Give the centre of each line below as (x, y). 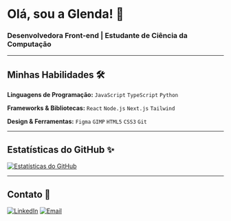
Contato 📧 (29, 194)
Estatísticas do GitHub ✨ (61, 150)
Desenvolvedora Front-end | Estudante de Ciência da (97, 36)
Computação (29, 44)
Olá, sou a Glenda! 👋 (66, 14)
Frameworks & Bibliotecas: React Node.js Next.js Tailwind (91, 108)
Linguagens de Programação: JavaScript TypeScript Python (93, 95)
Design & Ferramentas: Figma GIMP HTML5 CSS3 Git (77, 122)
